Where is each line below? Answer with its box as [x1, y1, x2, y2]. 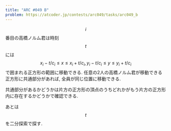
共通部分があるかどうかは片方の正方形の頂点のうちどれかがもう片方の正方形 [5, 87, 166, 93]
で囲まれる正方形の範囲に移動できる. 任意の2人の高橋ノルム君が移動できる [5, 70, 162, 76]
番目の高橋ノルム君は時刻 [5, 35, 59, 41]
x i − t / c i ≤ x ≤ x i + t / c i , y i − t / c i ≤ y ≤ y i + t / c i [40, 59, 132, 67]
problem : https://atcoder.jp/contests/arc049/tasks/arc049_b [5, 12, 138, 17]
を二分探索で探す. [5, 120, 43, 127]
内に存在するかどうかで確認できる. [5, 93, 78, 99]
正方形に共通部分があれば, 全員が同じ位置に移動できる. [5, 76, 121, 82]
